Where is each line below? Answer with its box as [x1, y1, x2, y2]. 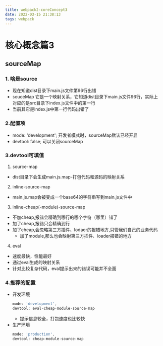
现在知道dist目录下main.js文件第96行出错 [12, 87, 97, 93]
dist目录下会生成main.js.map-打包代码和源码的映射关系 [12, 173, 125, 179]
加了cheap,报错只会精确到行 [12, 220, 70, 226]
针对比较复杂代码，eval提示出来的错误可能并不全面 [12, 265, 116, 271]
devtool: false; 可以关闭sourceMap [12, 138, 83, 144]
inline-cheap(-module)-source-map [12, 204, 86, 210]
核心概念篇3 [5, 39, 54, 51]
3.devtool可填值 [5, 152, 44, 159]
